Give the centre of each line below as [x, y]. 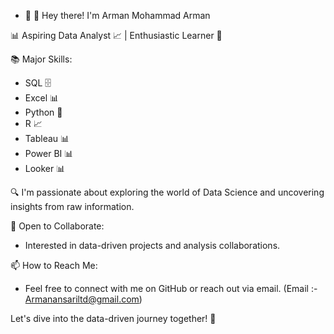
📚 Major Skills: [41, 59]
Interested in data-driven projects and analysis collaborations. [152, 245]
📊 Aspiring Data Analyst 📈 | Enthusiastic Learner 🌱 [116, 35]
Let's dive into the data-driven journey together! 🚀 [113, 318]
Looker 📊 [45, 168]
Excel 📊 [42, 98]
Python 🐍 [43, 112]
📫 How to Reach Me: [54, 265]
